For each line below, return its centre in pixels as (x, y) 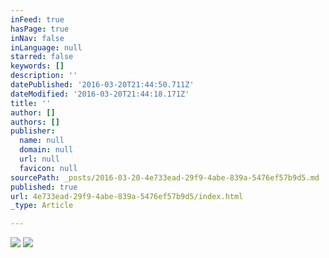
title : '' (31, 103)
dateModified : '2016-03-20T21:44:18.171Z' (100, 94)
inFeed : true (37, 19)
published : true (44, 187)
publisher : (33, 131)
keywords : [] (37, 66)
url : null (39, 159)
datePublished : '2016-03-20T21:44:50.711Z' (102, 85)
